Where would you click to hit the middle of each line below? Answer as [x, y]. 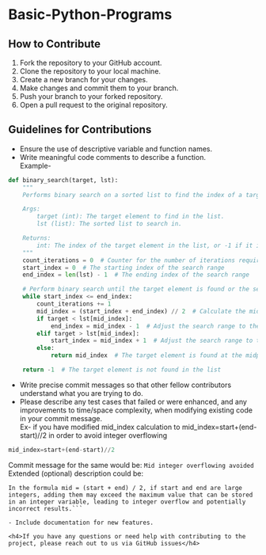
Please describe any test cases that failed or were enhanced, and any [133, 401]
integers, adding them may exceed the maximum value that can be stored [131, 495]
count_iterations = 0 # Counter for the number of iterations [129, 260]
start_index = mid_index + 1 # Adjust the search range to [152, 341]
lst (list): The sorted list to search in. [109, 224]
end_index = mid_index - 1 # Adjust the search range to [148, 326]
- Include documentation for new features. [81, 523]
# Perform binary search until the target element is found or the [136, 289]
